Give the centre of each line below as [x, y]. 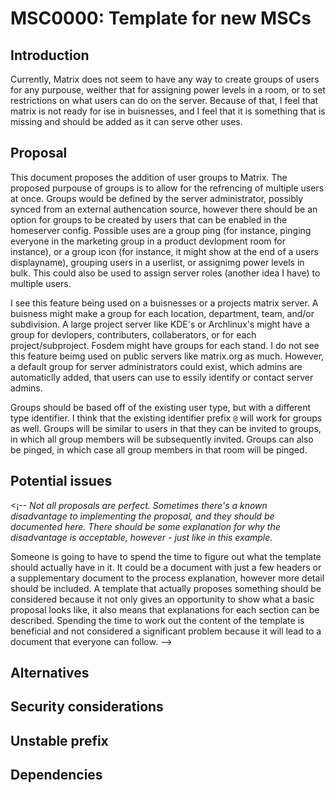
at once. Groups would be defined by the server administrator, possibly [157, 198]
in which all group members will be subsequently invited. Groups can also [162, 439]
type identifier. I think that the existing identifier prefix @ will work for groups [166, 418]
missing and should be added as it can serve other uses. [126, 121]
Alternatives [50, 673]
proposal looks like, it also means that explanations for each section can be [165, 609]
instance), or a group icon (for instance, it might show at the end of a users [164, 251]
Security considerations [87, 707]
